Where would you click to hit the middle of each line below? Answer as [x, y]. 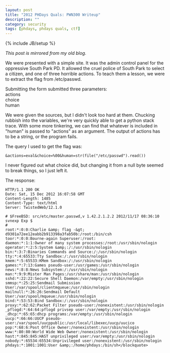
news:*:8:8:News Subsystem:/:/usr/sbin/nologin [56, 270]
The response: [20, 180]
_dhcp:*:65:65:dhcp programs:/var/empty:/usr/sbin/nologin [69, 314]
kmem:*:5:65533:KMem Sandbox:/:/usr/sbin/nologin [59, 261]
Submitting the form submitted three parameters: [56, 89]
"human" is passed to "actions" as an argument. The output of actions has [83, 131]
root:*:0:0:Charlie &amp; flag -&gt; [45, 230]
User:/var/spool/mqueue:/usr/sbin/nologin [51, 297]
